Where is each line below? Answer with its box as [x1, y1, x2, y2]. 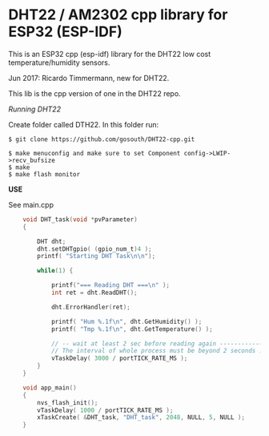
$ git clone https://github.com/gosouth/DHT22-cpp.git [8, 135, 195, 143]
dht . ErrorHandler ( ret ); [50, 303, 130, 311]
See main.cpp [8, 200, 54, 209]
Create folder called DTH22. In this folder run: [8, 119, 159, 129]
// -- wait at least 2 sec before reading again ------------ [50, 339, 263, 348]
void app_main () [22, 383, 78, 392]
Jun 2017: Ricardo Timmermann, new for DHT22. [8, 73, 170, 83]
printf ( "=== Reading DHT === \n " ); [50, 281, 171, 289]
